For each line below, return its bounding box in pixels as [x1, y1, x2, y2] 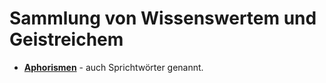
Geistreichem [9, 28, 124, 51]
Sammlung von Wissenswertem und [9, 7, 317, 30]
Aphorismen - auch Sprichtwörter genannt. [23, 61, 204, 73]
